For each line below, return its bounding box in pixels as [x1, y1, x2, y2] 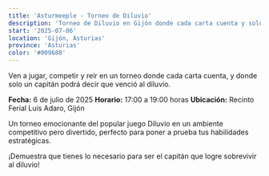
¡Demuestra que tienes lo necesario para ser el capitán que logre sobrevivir [8, 151, 257, 161]
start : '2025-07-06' [8, 26, 78, 34]
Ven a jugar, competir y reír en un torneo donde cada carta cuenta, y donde [8, 71, 258, 80]
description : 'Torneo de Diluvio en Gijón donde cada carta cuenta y [8, 19, 246, 27]
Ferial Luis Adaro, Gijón [8, 103, 86, 113]
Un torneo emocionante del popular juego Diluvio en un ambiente [8, 119, 224, 128]
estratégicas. [8, 136, 52, 145]
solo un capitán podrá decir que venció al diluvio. [8, 79, 171, 89]
